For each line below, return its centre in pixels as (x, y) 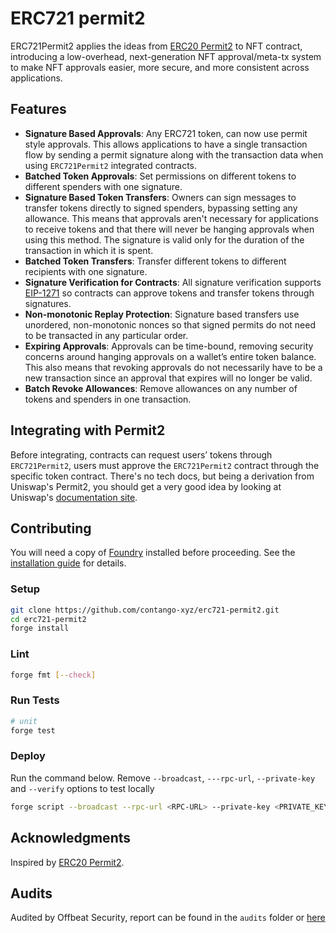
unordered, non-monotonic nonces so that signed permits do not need (170, 324)
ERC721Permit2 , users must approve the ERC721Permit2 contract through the (165, 465)
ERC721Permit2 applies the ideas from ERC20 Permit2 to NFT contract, (156, 46)
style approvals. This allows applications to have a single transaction (166, 144)
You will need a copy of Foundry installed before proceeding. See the (153, 553)
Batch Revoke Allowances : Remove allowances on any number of (161, 388)
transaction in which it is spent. (89, 250)
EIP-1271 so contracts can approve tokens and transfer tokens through (169, 293)
